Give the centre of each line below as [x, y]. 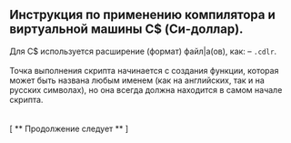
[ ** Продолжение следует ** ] [69, 128]
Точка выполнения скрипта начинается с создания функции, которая [144, 70]
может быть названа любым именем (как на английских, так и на [137, 80]
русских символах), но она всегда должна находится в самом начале [146, 89]
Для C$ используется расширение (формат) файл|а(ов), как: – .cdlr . [143, 51]
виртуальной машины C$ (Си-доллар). [126, 30]
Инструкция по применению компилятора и [142, 15]
